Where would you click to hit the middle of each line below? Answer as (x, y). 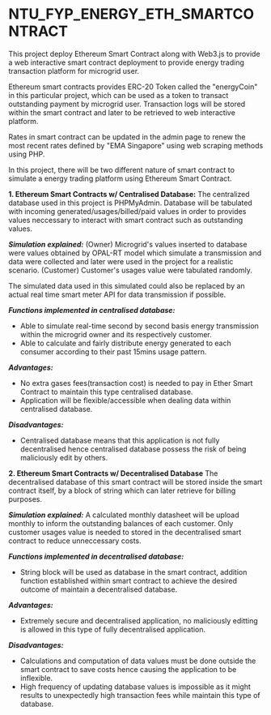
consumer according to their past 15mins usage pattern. (113, 351)
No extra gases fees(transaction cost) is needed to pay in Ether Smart (136, 383)
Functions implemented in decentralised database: (96, 556)
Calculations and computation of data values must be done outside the (138, 661)
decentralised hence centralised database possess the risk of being (133, 449)
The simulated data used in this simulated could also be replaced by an (127, 285)
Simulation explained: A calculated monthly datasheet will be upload (124, 515)
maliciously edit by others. (64, 457)
